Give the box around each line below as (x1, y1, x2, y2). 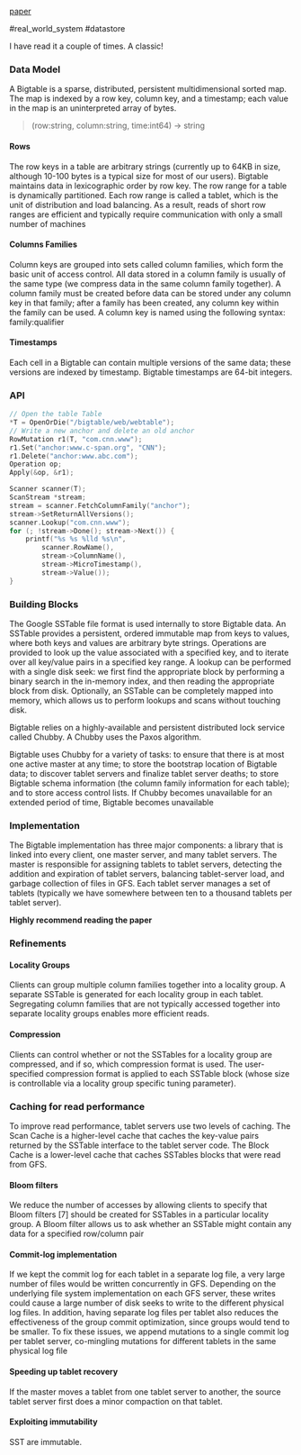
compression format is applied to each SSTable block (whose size (45, 1068, 290, 1078)
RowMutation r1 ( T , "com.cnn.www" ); (9, 434, 143, 443)
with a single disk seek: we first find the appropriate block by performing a (9, 667, 285, 677)
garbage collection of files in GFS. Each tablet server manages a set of (9, 878, 271, 889)
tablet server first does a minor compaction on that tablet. (9, 1396, 223, 1406)
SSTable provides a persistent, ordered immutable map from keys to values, (9, 628, 290, 639)
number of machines (9, 218, 86, 229)
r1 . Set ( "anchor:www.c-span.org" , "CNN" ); (9, 443, 167, 452)
